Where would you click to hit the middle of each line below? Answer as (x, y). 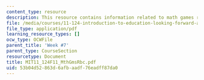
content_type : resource (36, 12)
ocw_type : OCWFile (29, 40)
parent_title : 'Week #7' (38, 46)
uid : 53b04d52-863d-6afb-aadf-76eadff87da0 (62, 68)
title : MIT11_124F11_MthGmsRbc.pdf (51, 62)
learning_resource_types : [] (43, 34)
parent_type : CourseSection (42, 51)
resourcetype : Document (36, 57)
